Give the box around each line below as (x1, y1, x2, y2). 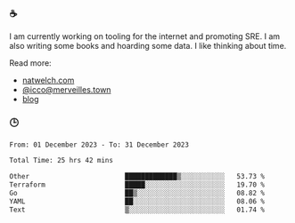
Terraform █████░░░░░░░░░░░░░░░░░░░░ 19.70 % (9, 180, 266, 189)
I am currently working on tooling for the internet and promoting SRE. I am (9, 31, 281, 42)
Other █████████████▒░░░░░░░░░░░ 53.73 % (9, 172, 266, 181)
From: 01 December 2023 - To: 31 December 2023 (9, 140, 190, 149)
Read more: (9, 58, 52, 68)
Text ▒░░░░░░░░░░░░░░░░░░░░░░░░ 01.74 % (9, 205, 266, 214)
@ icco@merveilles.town (21, 84, 111, 95)
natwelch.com (21, 75, 75, 86)
